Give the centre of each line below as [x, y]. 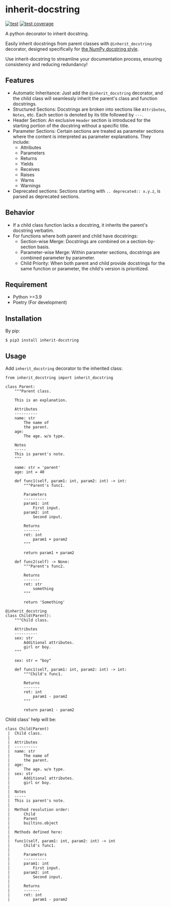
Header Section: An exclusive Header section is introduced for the [82, 120]
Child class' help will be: [31, 719]
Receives [30, 169]
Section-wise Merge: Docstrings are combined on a [75, 241]
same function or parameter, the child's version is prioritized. [85, 268]
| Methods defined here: [35, 832]
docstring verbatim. [34, 230]
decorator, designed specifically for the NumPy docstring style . [72, 49]
